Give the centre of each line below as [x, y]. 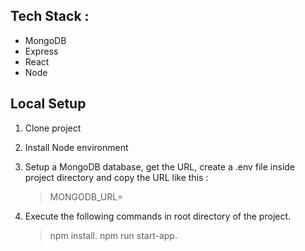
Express [41, 51]
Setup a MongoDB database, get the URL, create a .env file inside [160, 166]
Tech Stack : [50, 16]
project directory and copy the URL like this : [116, 177]
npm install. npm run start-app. [113, 235]
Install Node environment [76, 147]
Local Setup [48, 104]
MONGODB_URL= [86, 196]
